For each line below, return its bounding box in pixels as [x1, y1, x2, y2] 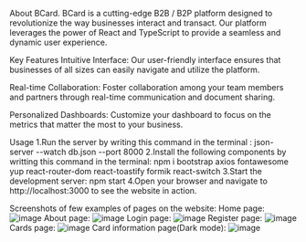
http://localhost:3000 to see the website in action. [9, 185, 197, 195]
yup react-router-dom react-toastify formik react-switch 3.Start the [9, 166, 263, 176]
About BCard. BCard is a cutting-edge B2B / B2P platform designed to [9, 8, 273, 18]
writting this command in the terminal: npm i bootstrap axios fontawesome [9, 156, 290, 167]
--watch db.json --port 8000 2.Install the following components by [36, 146, 287, 157]
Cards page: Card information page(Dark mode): [9, 223, 227, 233]
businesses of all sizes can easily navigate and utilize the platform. [9, 64, 260, 75]
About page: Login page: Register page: [44, 213, 263, 223]
